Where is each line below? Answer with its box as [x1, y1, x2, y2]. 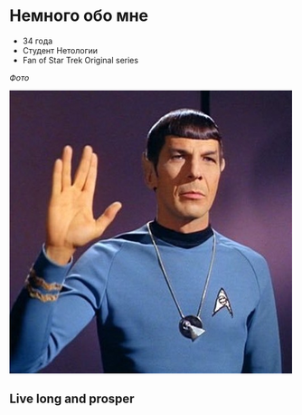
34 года [22, 35, 53, 46]
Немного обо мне [9, 5, 149, 26]
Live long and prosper [9, 391, 135, 407]
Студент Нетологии [22, 44, 98, 55]
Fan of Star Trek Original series [22, 54, 138, 65]
